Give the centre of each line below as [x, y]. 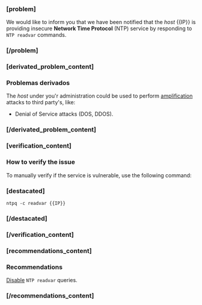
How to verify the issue [41, 162]
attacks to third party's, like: [41, 102]
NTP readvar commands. [36, 35]
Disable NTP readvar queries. [42, 280]
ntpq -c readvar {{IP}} [36, 203]
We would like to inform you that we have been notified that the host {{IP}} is [101, 22]
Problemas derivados [38, 83]
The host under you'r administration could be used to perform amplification [99, 96]
